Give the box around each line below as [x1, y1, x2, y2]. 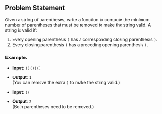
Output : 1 [12, 75, 32, 80]
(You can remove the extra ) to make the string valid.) [12, 80, 120, 86]
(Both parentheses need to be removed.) [12, 104, 94, 110]
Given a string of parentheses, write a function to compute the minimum [5, 17, 150, 22]
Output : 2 [12, 98, 32, 104]
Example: [5, 54, 28, 60]
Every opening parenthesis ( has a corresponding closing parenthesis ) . [12, 37, 158, 42]
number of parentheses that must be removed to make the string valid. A [5, 22, 151, 28]
